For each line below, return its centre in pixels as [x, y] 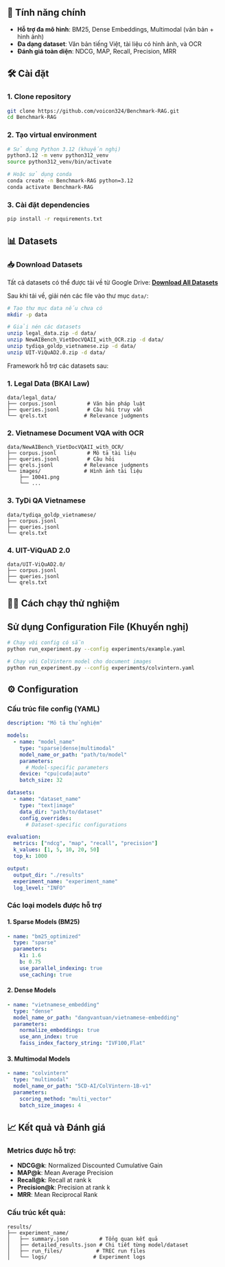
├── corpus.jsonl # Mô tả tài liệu [72, 453]
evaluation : [24, 837]
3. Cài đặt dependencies [49, 205]
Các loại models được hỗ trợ [55, 905]
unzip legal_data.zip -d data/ [52, 333]
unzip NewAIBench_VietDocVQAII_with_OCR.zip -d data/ [86, 340]
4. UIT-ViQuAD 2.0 [39, 550]
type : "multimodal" [41, 1080]
